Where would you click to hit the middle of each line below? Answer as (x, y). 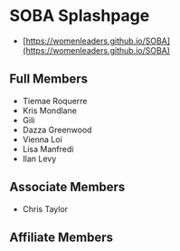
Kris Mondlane (49, 111)
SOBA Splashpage (80, 16)
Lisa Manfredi (48, 149)
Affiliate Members (62, 237)
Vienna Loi (43, 139)
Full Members (49, 79)
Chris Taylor (45, 208)
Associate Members (67, 187)
